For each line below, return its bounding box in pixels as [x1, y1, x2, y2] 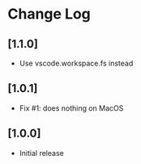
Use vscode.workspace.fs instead [19, 58, 134, 68]
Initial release [19, 148, 64, 158]
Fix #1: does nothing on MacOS [19, 103, 124, 113]
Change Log [7, 5, 91, 23]
